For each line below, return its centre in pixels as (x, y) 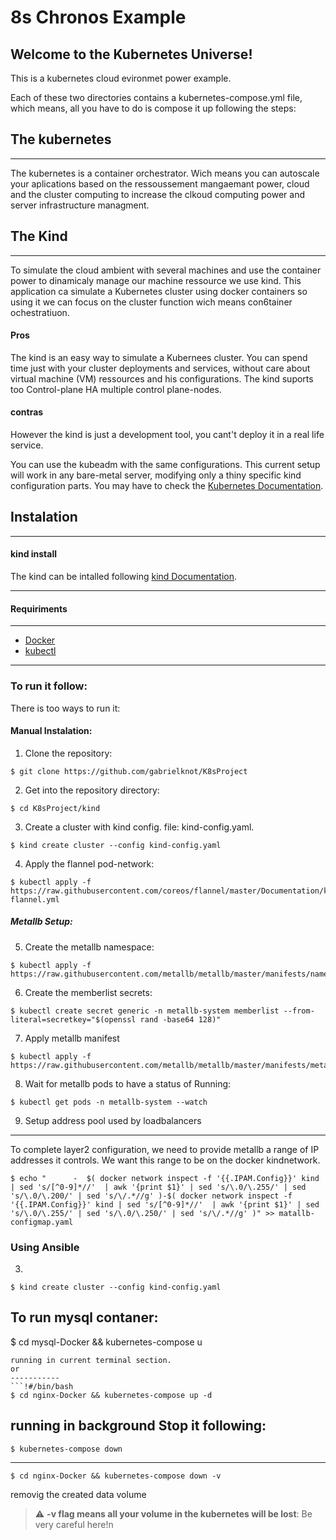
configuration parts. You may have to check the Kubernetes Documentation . (167, 486)
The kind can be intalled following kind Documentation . (124, 577)
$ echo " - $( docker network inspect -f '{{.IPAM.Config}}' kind (165, 1178)
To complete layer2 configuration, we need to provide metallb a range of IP (165, 1149)
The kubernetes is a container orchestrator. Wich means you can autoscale (165, 173)
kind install (34, 554)
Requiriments (39, 608)
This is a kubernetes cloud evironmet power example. (121, 78)
